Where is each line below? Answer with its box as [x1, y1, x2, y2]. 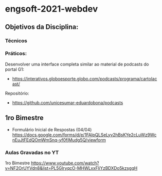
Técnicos [5, 37, 28, 44]
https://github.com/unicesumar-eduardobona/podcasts [12, 99, 123, 105]
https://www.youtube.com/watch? [31, 160, 99, 166]
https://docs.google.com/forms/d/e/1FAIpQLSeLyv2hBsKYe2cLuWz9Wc [12, 132, 157, 138]
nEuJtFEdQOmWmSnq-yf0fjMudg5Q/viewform [12, 137, 106, 143]
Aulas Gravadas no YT [5, 149, 59, 156]
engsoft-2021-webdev [5, 3, 98, 15]
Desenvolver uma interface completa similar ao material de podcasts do [5, 61, 149, 67]
